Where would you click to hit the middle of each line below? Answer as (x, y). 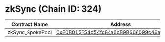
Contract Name (30, 24)
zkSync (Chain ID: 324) (53, 9)
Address (121, 24)
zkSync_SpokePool (30, 32)
